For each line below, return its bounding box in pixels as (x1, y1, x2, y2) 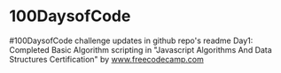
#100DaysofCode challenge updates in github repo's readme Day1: (9, 35, 254, 46)
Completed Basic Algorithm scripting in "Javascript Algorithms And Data (9, 44, 272, 55)
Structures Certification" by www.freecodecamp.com (9, 54, 204, 64)
